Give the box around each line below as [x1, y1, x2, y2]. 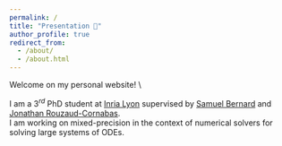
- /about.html [17, 55, 70, 64]
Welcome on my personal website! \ [9, 80, 141, 90]
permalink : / [9, 13, 58, 22]
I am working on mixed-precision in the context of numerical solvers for [9, 117, 273, 128]
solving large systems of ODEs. [9, 126, 125, 137]
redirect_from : [9, 38, 66, 47]
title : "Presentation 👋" [9, 21, 102, 30]
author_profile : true [9, 30, 90, 39]
